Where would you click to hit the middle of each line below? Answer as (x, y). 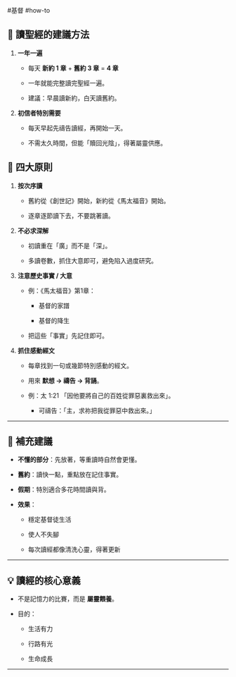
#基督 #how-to (29, 10)
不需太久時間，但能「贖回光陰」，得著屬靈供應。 (97, 142)
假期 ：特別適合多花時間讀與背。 (64, 489)
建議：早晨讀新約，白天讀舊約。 (74, 98)
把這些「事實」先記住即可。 (68, 335)
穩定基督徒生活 (50, 520)
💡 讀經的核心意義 (44, 580)
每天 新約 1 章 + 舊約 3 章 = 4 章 (73, 68)
